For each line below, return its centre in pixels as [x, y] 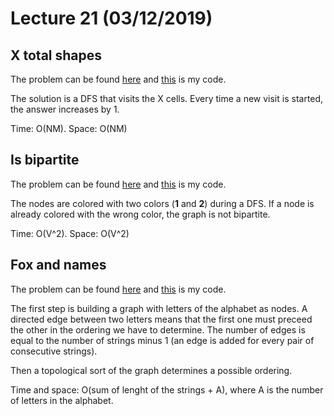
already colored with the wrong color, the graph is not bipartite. [140, 214]
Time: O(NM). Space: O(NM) [69, 128]
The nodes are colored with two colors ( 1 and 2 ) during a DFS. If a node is [162, 203]
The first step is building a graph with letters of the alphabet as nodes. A [159, 308]
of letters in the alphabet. [62, 400]
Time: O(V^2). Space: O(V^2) [70, 233]
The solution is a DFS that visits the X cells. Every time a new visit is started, [167, 98]
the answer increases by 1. [65, 109]
